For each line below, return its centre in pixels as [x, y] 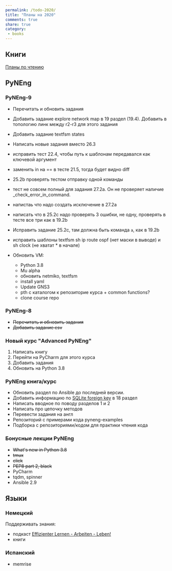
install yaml [32, 281]
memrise [22, 564]
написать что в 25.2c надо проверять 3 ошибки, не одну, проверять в [89, 214]
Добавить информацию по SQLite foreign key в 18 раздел [75, 398]
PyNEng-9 [18, 98]
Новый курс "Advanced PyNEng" [48, 341]
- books [16, 34]
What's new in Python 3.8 [40, 450]
